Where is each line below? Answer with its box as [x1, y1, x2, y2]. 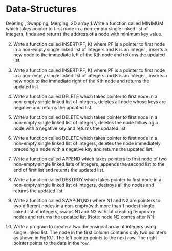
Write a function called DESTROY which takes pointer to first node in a [13, 176, 162, 182]
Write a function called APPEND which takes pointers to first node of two [13, 156, 167, 162]
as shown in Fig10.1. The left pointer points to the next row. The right [13, 234, 157, 241]
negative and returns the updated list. [13, 104, 93, 110]
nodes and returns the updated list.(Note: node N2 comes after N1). [13, 214, 156, 220]
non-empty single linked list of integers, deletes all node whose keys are [13, 98, 166, 105]
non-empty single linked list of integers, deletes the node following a [13, 119, 158, 126]
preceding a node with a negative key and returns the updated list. [13, 145, 154, 152]
